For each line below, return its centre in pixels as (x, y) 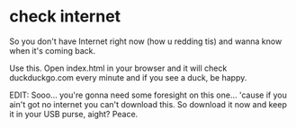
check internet (65, 17)
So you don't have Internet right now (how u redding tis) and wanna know (146, 41)
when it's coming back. (53, 50)
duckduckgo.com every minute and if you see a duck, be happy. (128, 77)
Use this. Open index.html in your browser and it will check (118, 68)
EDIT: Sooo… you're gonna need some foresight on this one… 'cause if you (148, 95)
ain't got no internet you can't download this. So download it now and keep (148, 104)
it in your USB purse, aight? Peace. (74, 114)
